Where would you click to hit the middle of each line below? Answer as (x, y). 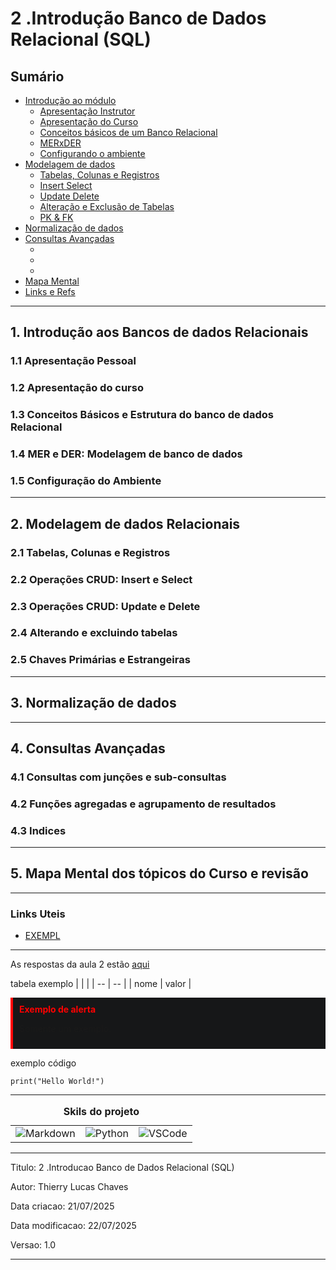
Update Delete (69, 196)
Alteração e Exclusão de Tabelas (107, 206)
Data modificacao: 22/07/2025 (73, 1225)
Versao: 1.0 (33, 1244)
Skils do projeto (101, 1112)
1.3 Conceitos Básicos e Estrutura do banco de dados (142, 415)
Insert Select (66, 185)
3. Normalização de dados (93, 703)
